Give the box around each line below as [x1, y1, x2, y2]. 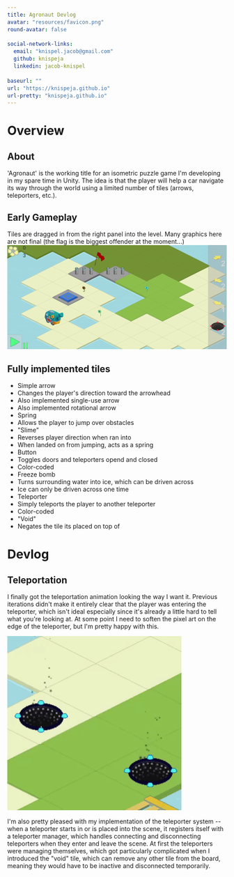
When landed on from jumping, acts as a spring [17, 441, 154, 449]
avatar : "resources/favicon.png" [7, 18, 104, 26]
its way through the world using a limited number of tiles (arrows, [7, 184, 194, 192]
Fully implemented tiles [7, 363, 111, 375]
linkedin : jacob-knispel [13, 63, 86, 70]
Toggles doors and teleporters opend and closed [17, 456, 158, 464]
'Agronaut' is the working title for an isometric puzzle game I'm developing [7, 169, 221, 178]
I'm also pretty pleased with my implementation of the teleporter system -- [7, 817, 221, 825]
